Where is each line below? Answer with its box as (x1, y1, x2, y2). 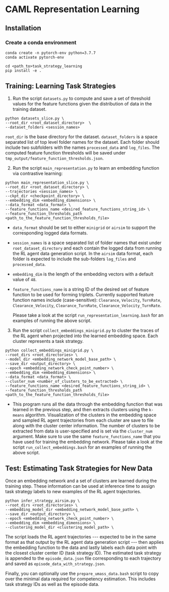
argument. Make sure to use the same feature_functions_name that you (12, 433, 160, 439)
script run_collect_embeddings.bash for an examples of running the (12, 444, 152, 450)
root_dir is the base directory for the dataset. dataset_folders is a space (5, 133, 158, 140)
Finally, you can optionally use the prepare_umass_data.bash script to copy (5, 570, 159, 576)
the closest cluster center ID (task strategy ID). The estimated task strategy (5, 549, 161, 556)
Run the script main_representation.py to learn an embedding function (12, 165, 159, 171)
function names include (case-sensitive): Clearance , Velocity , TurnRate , (12, 297, 162, 303)
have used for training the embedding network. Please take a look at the (12, 439, 163, 445)
